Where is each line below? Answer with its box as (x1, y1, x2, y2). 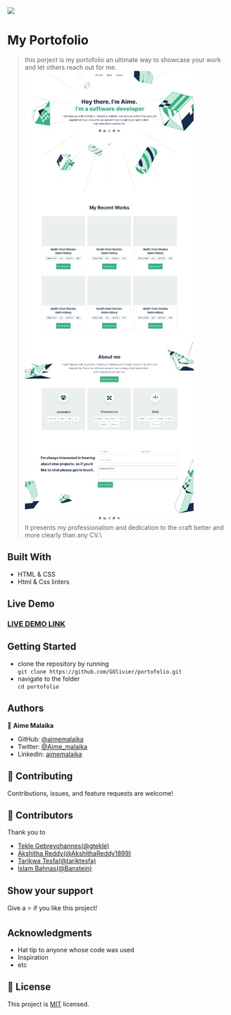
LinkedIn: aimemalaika (17, 750, 82, 758)
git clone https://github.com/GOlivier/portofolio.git (17, 668, 182, 675)
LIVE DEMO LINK (7, 619, 65, 629)
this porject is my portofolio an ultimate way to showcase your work (24, 55, 222, 63)
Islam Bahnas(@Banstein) (17, 864, 92, 873)
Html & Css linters (17, 577, 70, 585)
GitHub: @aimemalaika (17, 734, 84, 743)
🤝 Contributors (7, 809, 74, 821)
